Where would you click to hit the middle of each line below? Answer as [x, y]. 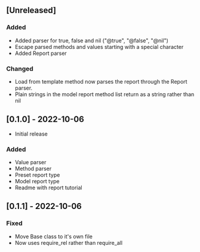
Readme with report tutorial [48, 188]
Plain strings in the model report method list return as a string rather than [104, 94]
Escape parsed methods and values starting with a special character [99, 47]
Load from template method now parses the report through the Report [101, 81]
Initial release [31, 134]
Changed [20, 69]
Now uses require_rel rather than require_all [69, 242]
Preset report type [37, 175]
